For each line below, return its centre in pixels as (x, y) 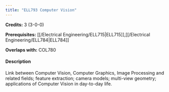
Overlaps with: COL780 (31, 50)
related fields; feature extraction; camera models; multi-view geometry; (81, 78)
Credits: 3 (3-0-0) (25, 25)
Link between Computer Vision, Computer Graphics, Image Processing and (85, 73)
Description (18, 61)
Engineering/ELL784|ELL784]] (37, 40)
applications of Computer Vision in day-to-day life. (59, 84)
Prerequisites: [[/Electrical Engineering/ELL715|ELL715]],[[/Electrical (78, 34)
